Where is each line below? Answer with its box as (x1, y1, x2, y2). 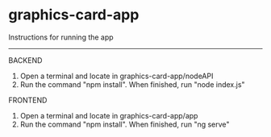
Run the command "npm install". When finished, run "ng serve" (19, 119, 230, 129)
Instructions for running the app (8, 32, 115, 42)
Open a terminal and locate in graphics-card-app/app (19, 110, 198, 120)
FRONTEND (8, 95, 48, 105)
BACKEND (8, 55, 43, 65)
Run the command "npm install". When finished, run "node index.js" (19, 79, 245, 89)
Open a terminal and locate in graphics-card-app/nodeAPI (19, 71, 214, 81)
